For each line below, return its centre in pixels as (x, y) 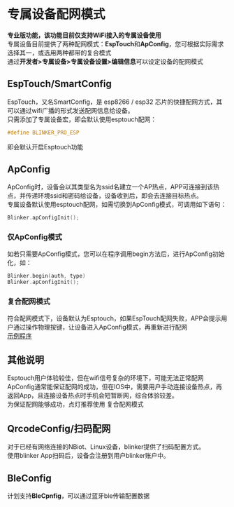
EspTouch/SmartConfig (59, 84)
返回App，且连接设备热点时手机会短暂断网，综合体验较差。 (93, 396)
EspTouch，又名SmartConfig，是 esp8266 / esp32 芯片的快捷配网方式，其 (115, 102)
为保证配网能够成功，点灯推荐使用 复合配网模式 (75, 405)
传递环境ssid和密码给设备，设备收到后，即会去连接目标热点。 (114, 196)
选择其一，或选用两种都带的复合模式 (59, 53)
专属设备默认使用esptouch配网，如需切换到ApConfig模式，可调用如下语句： (117, 205)
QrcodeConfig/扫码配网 (59, 428)
